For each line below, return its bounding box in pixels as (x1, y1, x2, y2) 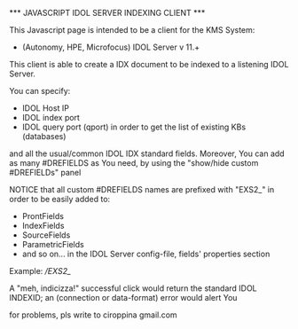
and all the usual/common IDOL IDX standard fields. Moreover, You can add (9, 148, 286, 159)
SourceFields (21, 230, 71, 240)
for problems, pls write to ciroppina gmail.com (9, 309, 177, 320)
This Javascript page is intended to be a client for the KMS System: (9, 25, 255, 35)
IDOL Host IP (21, 103, 69, 114)
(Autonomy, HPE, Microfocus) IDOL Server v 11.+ (21, 42, 200, 52)
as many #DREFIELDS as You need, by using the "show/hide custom (9, 158, 259, 168)
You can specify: (9, 86, 71, 96)
